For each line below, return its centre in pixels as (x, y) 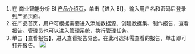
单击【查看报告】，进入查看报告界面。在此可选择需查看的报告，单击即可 (99, 38)
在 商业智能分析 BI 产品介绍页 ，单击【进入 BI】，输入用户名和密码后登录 (99, 9)
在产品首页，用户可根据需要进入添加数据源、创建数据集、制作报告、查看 (100, 23)
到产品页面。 (27, 16)
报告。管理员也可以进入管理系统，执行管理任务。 (72, 31)
